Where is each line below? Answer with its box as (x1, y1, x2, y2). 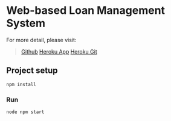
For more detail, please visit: (6, 36, 77, 43)
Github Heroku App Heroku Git (21, 48, 98, 55)
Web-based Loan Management (6, 4, 165, 17)
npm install (6, 81, 36, 87)
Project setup (6, 66, 59, 76)
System (6, 16, 46, 30)
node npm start (6, 109, 45, 115)
